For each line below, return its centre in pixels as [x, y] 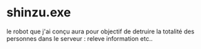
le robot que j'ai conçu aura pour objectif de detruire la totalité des [100, 31]
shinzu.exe [39, 13]
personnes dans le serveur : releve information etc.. [80, 38]
